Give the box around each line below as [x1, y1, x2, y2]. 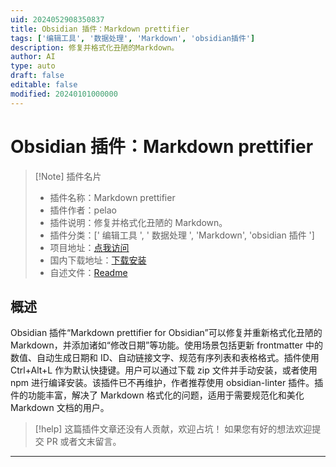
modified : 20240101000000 [10, 89, 118, 99]
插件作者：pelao [49, 204, 117, 216]
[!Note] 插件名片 [34, 170, 102, 182]
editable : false [10, 80, 78, 90]
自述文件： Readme [49, 266, 128, 278]
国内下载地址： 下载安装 [49, 254, 147, 266]
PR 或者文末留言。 [46, 436, 122, 448]
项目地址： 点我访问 [49, 241, 130, 253]
